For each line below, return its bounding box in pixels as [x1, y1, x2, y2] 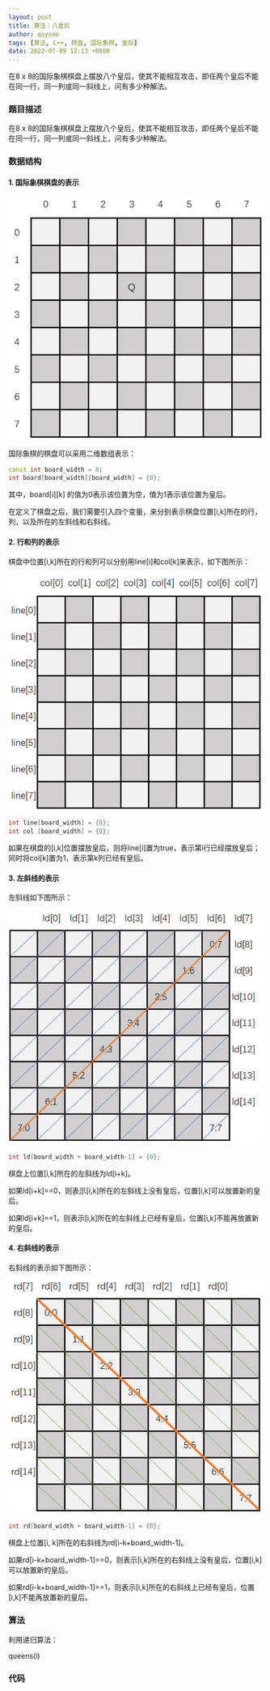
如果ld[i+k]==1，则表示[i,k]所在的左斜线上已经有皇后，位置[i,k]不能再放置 [8, 1213, 252, 1223]
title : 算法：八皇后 [8, 21, 70, 30]
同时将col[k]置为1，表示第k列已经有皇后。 [8, 854, 148, 863]
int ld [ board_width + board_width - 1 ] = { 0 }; [8, 1153, 161, 1161]
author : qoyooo [8, 30, 60, 38]
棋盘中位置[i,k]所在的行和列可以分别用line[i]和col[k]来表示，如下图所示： [8, 557, 251, 566]
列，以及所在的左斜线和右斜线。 [8, 517, 115, 527]
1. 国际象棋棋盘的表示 [8, 177, 79, 187]
